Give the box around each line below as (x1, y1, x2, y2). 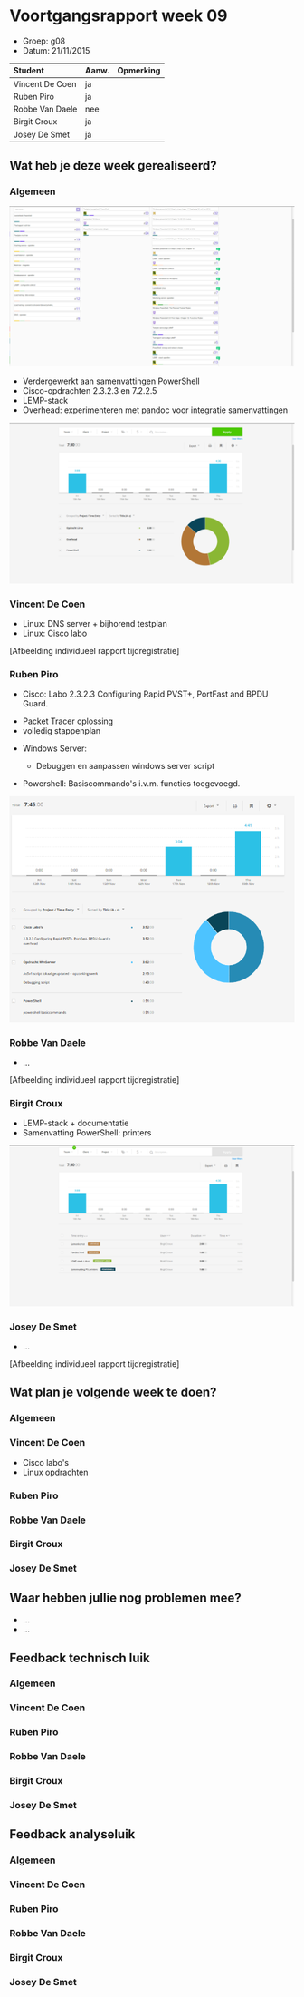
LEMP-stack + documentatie (22, 1117, 129, 1129)
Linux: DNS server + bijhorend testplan (22, 619, 167, 629)
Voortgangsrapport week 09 (9, 5, 228, 26)
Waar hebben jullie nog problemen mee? (9, 1590, 242, 1605)
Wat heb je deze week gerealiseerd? (9, 158, 217, 173)
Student (13, 65, 45, 76)
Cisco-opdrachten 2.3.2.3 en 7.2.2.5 (22, 385, 157, 396)
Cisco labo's (22, 1456, 70, 1467)
